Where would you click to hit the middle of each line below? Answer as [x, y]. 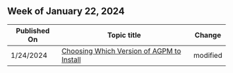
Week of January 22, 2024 [66, 11]
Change [208, 35]
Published [33, 30]
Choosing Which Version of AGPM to [121, 51]
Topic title [124, 35]
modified [208, 55]
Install [71, 59]
